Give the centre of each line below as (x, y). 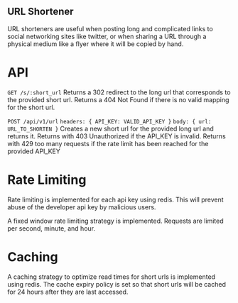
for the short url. (31, 107)
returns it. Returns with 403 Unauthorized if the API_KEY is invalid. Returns (117, 136)
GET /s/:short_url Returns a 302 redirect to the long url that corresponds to (119, 92)
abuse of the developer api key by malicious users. (82, 207)
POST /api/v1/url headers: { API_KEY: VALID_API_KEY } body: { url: (109, 121)
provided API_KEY (34, 151)
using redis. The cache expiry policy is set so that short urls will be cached (117, 284)
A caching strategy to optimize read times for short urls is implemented (111, 277)
